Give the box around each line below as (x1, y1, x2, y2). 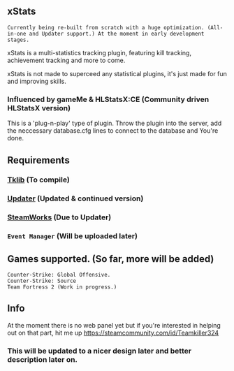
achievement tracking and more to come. (7, 56, 126, 64)
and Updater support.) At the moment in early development (29, 30, 205, 37)
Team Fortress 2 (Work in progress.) (7, 284, 117, 291)
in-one (7, 30, 27, 37)
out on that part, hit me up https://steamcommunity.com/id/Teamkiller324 (7, 328, 219, 337)
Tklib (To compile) (7, 175, 70, 184)
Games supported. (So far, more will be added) (7, 253, 214, 265)
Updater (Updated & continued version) (7, 194, 144, 203)
